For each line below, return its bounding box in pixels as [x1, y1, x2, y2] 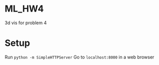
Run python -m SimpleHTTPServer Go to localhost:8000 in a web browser [5, 54, 154, 60]
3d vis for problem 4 [5, 20, 47, 26]
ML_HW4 [5, 3, 44, 15]
